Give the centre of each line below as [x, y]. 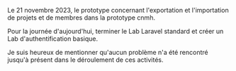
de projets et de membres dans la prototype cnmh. [82, 18]
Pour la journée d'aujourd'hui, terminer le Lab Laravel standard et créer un [116, 31]
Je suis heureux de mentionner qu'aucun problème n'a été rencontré [108, 52]
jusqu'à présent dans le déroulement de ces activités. [86, 60]
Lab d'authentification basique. [52, 39]
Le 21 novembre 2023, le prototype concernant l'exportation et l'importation [118, 10]
